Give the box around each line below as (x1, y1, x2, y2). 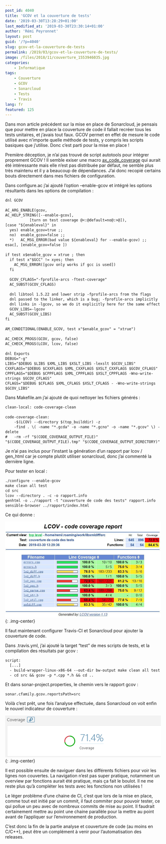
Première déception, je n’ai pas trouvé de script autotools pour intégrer (5, 152, 149, 158)
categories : (5, 60, 30, 65)
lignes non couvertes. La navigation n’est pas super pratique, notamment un (5, 773, 160, 779)
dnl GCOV (5, 198, 23, 203)
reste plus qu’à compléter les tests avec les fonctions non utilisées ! (5, 783, 143, 789)
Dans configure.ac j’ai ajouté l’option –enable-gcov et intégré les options (5, 183, 152, 188)
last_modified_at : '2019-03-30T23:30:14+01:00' (5, 24, 105, 29)
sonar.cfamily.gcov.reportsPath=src (5, 692, 81, 697)
